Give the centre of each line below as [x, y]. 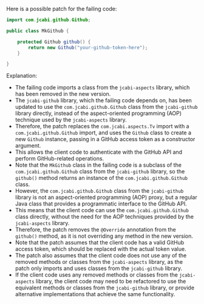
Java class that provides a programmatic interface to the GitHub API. [101, 204]
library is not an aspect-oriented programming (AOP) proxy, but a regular [106, 198]
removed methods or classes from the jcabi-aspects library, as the [99, 262]
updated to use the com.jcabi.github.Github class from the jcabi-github [106, 107]
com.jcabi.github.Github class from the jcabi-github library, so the [100, 171]
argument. [28, 146]
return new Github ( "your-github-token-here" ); [88, 47]
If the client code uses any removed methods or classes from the [96, 275]
